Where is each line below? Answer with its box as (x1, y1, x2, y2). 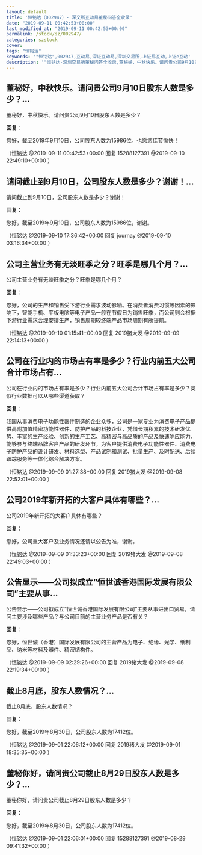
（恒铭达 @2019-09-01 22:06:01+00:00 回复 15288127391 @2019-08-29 (6, 835, 186, 842)
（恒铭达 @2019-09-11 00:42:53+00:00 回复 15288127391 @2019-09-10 (6, 150, 185, 157)
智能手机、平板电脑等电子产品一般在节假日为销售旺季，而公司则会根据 (22, 309, 196, 316)
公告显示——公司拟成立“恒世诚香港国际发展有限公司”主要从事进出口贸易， (6, 605, 191, 613)
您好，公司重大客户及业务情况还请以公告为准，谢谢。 (6, 537, 138, 545)
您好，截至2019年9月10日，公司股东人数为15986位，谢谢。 (6, 219, 153, 226)
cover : (6, 43, 23, 49)
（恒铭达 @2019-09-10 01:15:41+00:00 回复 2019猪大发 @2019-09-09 (6, 329, 180, 336)
